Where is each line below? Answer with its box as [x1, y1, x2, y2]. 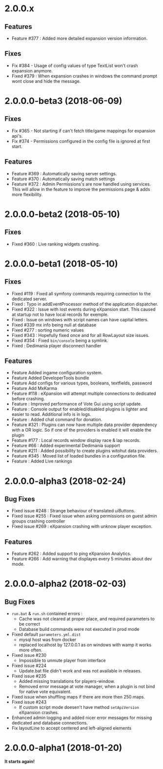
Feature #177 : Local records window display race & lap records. [11, 437, 141, 443]
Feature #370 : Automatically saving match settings [11, 176, 115, 182]
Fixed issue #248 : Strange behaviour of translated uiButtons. [11, 508, 135, 514]
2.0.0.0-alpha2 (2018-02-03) [4, 578, 126, 589]
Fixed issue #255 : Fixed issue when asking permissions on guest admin [11, 513, 157, 519]
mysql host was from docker [19, 637, 77, 643]
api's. [11, 133, 23, 139]
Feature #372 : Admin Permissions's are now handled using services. [11, 181, 151, 187]
